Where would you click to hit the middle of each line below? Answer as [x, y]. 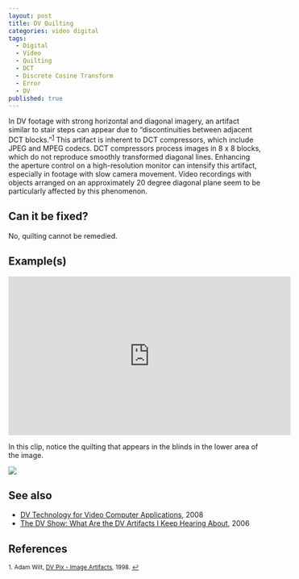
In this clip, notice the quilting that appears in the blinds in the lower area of [133, 446]
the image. [26, 455]
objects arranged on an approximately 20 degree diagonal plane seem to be [134, 182]
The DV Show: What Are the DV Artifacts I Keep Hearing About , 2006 [135, 523]
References [38, 549]
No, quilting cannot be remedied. [63, 235]
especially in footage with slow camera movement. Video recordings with [130, 173]
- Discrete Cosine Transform [64, 76]
